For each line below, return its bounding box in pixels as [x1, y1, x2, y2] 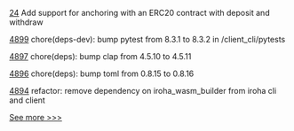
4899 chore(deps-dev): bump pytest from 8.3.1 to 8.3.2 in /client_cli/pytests [9, 35, 286, 44]
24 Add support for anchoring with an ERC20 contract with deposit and [9, 8, 270, 18]
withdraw [9, 17, 44, 27]
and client [9, 95, 46, 105]
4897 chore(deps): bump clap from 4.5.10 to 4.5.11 [9, 51, 192, 61]
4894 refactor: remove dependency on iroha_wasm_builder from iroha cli [9, 86, 277, 96]
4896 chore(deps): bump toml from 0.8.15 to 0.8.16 [9, 68, 195, 79]
